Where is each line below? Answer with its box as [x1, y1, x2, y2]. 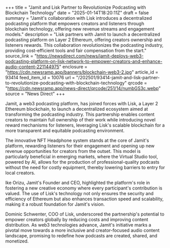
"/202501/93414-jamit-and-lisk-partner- [76, 75, 160, 80]
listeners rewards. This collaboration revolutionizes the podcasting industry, [5, 42, 164, 48]
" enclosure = [59, 64, 88, 70]
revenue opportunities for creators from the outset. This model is [5, 148, 141, 154]
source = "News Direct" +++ [5, 91, 65, 97]
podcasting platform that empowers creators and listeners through [5, 20, 145, 26]
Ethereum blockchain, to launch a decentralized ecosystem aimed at [5, 106, 148, 112]
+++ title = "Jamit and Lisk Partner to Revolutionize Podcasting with [5, 5, 146, 10]
